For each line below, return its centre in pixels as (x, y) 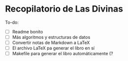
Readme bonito (27, 31)
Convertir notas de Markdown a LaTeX (51, 43)
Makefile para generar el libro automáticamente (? (63, 54)
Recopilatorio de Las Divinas (64, 9)
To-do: (12, 22)
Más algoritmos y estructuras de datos (51, 37)
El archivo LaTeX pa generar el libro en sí (53, 48)
